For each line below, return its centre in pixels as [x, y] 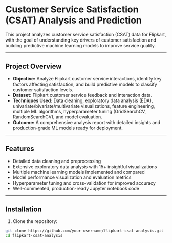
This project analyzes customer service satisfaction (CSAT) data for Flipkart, [86, 34]
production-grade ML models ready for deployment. [68, 128]
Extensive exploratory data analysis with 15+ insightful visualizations [85, 166]
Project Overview [34, 66]
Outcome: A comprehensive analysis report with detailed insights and [86, 122]
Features [20, 149]
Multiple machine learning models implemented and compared [79, 172]
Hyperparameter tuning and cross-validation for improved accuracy [84, 183]
